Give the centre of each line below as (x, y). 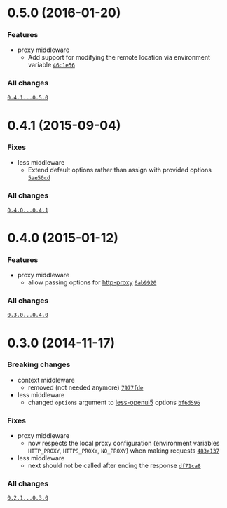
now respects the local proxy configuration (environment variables (124, 444)
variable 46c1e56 (51, 65)
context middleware (46, 380)
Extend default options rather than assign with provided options (120, 170)
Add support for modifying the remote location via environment (119, 57)
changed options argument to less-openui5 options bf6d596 (114, 402)
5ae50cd (39, 178)
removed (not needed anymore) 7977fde (85, 387)
